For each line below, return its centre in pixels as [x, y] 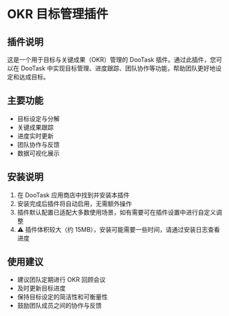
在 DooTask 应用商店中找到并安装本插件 [73, 195]
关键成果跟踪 [35, 127]
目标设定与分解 [38, 119]
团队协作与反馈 [38, 144]
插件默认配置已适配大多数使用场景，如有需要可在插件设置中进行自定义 [117, 212]
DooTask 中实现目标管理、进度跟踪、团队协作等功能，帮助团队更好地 [118, 68]
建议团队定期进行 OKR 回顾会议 [61, 279]
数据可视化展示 [38, 153]
